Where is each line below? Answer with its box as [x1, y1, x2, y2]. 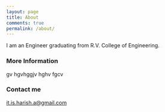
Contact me [6, 85, 41, 93]
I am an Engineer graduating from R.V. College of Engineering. [6, 42, 160, 49]
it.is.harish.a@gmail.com [6, 99, 67, 106]
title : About [6, 14, 39, 20]
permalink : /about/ [6, 25, 55, 32]
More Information [6, 57, 58, 65]
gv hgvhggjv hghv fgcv [6, 70, 64, 78]
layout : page [6, 8, 39, 15]
